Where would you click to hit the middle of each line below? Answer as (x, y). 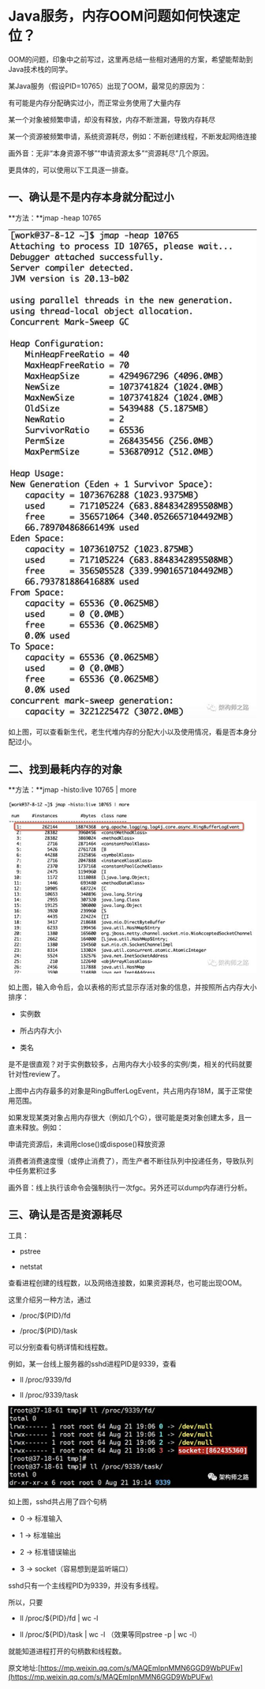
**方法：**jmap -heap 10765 (55, 217)
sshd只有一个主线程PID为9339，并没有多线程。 (86, 1586)
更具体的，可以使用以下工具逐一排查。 (70, 170)
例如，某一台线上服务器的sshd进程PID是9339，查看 (93, 1364)
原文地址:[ (24, 1668)
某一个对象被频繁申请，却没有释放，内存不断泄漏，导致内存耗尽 (112, 119)
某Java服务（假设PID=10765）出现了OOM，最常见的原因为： (108, 86)
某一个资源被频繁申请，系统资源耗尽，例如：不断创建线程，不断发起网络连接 (132, 136)
